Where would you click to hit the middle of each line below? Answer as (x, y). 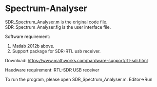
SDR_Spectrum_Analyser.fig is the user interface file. (58, 27)
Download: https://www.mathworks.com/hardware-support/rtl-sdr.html (76, 60)
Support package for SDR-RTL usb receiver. (56, 51)
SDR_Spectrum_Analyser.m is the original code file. (56, 22)
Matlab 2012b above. (33, 46)
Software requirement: (28, 36)
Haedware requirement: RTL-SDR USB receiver (52, 70)
